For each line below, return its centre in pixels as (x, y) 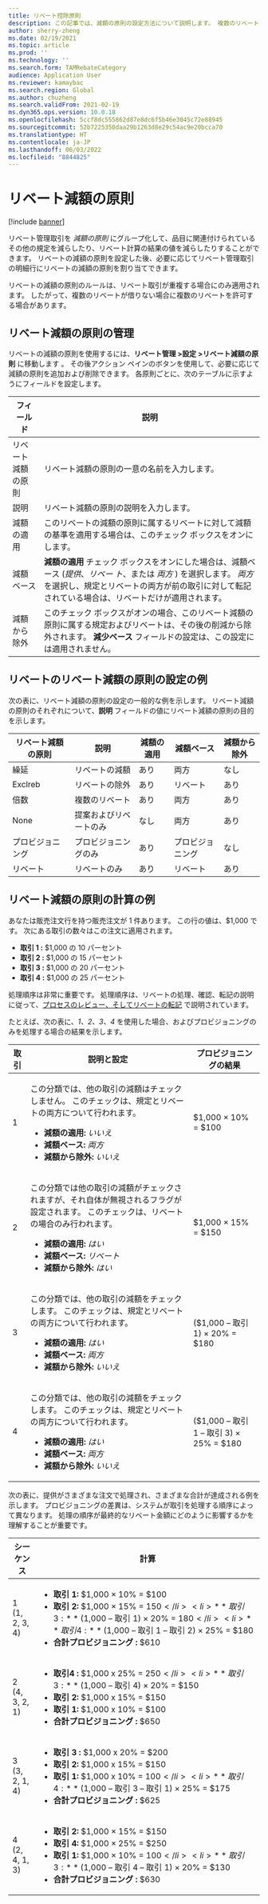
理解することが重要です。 (50, 1525)
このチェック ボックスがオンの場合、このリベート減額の (148, 613)
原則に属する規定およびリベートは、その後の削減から (144, 625)
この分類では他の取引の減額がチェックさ (106, 1187)
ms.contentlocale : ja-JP (49, 142)
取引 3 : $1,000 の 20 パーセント (73, 967)
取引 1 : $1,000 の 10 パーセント (71, 947)
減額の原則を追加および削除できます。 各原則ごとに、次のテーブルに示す (128, 374)
